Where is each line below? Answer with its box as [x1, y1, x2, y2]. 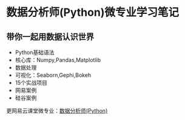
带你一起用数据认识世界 [6, 32, 94, 42]
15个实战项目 [15, 79, 47, 86]
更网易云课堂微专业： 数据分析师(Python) [6, 107, 108, 114]
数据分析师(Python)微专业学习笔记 [6, 5, 179, 19]
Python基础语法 [15, 49, 55, 56]
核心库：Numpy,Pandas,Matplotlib [15, 56, 101, 64]
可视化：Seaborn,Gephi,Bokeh [15, 72, 92, 79]
